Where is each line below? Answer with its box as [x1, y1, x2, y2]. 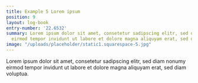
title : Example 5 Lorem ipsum [6, 8, 81, 15]
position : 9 [6, 14, 35, 20]
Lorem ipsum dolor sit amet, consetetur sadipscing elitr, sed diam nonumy [6, 57, 186, 65]
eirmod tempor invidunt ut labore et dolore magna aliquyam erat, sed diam [6, 64, 187, 71]
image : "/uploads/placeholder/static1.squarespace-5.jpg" [6, 42, 151, 48]
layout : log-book [6, 19, 49, 25]
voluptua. [6, 70, 29, 77]
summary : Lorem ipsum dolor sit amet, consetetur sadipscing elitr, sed [6, 31, 189, 36]
